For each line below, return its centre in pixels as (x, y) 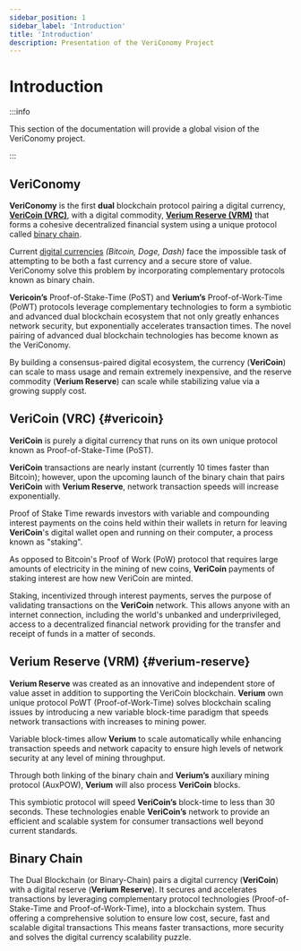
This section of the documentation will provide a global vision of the (134, 129)
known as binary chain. (52, 280)
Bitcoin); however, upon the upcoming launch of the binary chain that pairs (147, 476)
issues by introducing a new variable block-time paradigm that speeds (139, 712)
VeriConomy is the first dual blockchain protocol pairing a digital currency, (147, 206)
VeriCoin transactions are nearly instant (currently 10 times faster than (139, 467)
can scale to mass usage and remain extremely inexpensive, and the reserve (150, 372)
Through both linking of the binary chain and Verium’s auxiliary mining (139, 775)
